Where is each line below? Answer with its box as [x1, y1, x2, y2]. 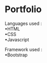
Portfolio [5, 4, 42, 15]
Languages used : [5, 20, 42, 26]
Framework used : [5, 46, 42, 52]
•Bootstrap [5, 52, 28, 58]
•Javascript [5, 37, 29, 43]
